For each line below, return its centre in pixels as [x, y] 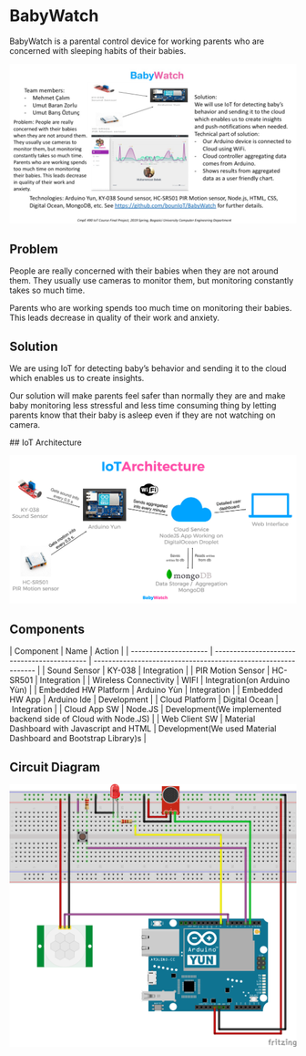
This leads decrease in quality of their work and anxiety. [115, 318]
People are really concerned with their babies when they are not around [144, 271]
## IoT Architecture [46, 442]
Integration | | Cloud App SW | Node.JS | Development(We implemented [147, 709]
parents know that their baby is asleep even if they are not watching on [143, 415]
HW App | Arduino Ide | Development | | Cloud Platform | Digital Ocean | [144, 699]
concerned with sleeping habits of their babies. [98, 50]
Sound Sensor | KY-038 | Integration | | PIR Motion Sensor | [158, 670]
